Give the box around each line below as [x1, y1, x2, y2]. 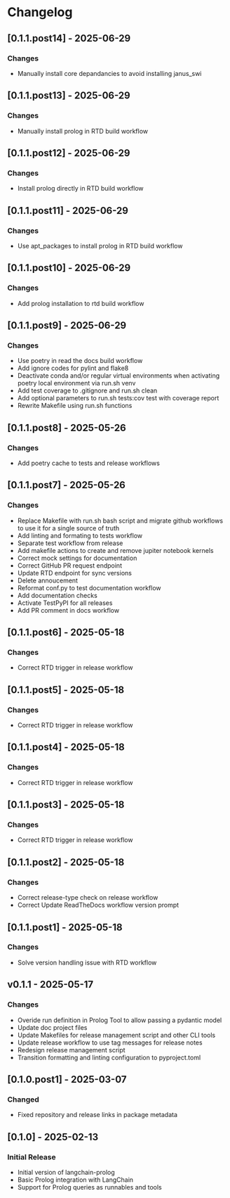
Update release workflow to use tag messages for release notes [17, 1038, 203, 1047]
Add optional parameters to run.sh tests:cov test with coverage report [17, 394, 219, 402]
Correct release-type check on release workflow [17, 893, 158, 902]
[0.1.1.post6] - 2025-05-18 [7, 627, 125, 639]
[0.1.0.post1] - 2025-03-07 [7, 1073, 127, 1085]
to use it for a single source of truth [17, 523, 120, 532]
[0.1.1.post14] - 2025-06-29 [7, 32, 131, 44]
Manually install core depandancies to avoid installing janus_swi [17, 69, 202, 77]
